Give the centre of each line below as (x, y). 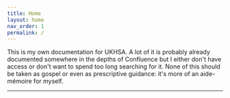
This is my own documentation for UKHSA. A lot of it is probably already (109, 52)
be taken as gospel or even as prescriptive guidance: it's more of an (103, 74)
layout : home (26, 20)
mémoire (20, 81)
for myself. (48, 81)
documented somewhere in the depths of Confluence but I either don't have (114, 60)
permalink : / (26, 33)
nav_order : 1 (26, 26)
